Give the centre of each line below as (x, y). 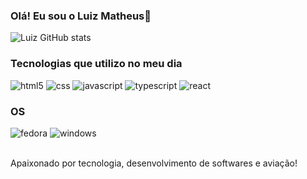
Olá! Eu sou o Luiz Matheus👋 (81, 16)
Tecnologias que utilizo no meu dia (96, 64)
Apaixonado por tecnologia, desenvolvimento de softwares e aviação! (154, 163)
